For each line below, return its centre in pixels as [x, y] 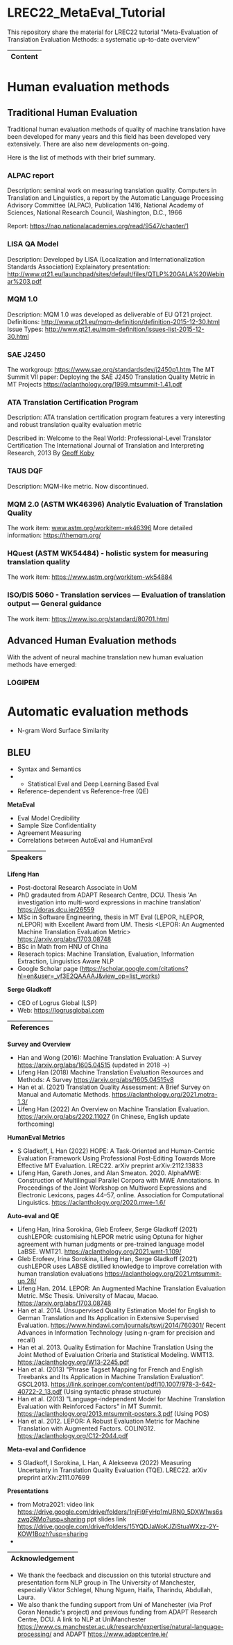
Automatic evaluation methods [98, 711]
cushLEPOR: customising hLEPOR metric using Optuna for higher [110, 1237]
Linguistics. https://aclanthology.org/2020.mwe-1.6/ [91, 1203]
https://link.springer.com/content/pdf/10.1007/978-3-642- [133, 1384]
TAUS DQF [25, 471]
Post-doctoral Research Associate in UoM [77, 888]
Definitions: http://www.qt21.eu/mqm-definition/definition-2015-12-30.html [114, 321]
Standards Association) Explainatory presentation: [79, 267]
